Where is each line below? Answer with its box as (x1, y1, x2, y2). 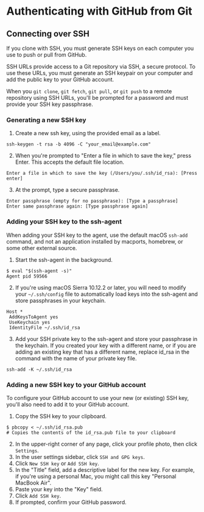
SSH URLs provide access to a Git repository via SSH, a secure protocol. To (6, 63, 196, 70)
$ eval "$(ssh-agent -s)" (6, 268, 72, 274)
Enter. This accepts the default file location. (15, 158, 125, 166)
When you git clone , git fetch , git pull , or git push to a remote (6, 88, 172, 95)
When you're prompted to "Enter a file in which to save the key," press (15, 152, 192, 160)
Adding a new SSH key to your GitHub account (6, 380, 146, 389)
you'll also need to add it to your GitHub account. (6, 401, 130, 408)
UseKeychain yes (9, 319, 51, 325)
